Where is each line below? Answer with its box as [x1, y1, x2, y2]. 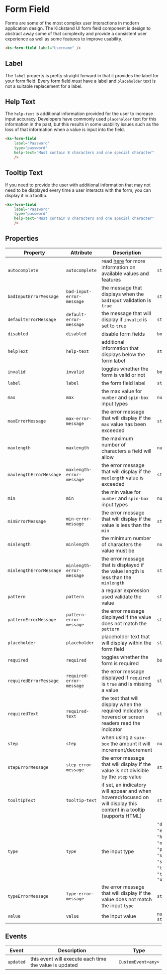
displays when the [101, 290, 144, 297]
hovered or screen [101, 713, 145, 720]
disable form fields [101, 330, 145, 337]
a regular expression [101, 587, 150, 594]
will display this [101, 800, 137, 807]
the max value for [101, 388, 143, 395]
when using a [101, 734, 133, 741]
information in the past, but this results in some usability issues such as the [5, 121, 159, 128]
